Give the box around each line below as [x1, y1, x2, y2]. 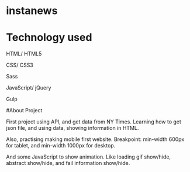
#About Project [6, 107, 43, 114]
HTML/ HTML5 [6, 50, 42, 57]
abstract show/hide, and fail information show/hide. [6, 160, 130, 167]
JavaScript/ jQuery [6, 84, 51, 91]
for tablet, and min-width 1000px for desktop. [6, 142, 116, 149]
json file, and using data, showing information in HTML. [6, 125, 139, 132]
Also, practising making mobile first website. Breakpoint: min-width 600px [6, 136, 185, 143]
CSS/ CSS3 [6, 61, 34, 68]
